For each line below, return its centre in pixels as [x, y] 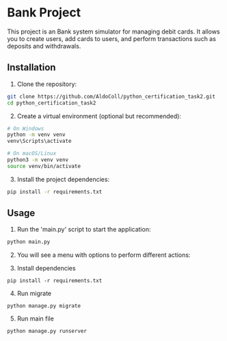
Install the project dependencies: [63, 179]
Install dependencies [46, 269]
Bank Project [44, 13]
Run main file [36, 318]
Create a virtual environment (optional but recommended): [99, 116]
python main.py [29, 242]
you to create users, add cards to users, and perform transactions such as [112, 38]
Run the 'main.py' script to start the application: [84, 230]
